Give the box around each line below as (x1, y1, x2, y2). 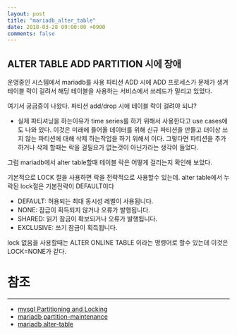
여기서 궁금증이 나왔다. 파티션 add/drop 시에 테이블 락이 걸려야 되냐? (7, 102, 197, 110)
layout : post (7, 10, 46, 18)
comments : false (7, 30, 55, 37)
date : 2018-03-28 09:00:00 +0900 (7, 23, 106, 30)
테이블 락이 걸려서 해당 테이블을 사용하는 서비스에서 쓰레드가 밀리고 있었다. (7, 87, 213, 95)
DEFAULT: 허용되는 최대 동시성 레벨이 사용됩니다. (17, 197, 154, 205)
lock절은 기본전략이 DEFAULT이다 (20, 182, 114, 190)
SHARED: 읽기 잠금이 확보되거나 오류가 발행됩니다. (17, 214, 157, 223)
